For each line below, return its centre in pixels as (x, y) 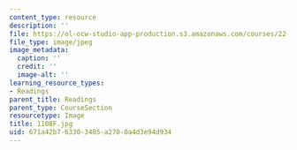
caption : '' (39, 58)
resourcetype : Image (47, 116)
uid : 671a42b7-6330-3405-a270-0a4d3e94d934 (91, 132)
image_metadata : (39, 50)
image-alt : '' (43, 75)
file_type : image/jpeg (51, 42)
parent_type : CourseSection (61, 108)
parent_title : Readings (53, 99)
